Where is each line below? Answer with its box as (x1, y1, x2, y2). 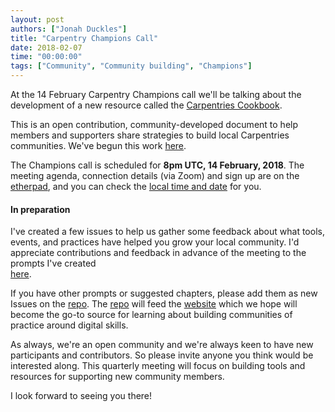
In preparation (10, 203, 71, 215)
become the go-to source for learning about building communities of (10, 309, 293, 321)
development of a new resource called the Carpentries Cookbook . (10, 99, 283, 111)
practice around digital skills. (10, 319, 129, 331)
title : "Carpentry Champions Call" (10, 33, 159, 43)
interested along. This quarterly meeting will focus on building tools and (10, 360, 306, 372)
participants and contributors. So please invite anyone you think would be (10, 349, 314, 361)
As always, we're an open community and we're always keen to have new (10, 339, 314, 351)
